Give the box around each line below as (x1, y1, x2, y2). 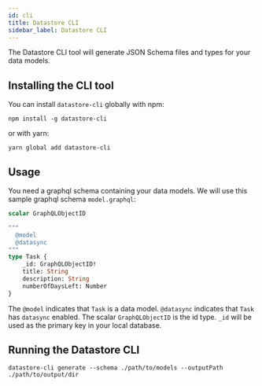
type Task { (8, 253, 47, 261)
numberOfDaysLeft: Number (22, 282, 108, 290)
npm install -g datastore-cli (8, 115, 108, 123)
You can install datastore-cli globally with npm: (8, 100, 164, 109)
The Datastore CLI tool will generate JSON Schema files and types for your (8, 48, 251, 57)
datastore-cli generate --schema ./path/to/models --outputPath (8, 364, 223, 372)
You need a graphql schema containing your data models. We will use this (8, 186, 248, 195)
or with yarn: (8, 129, 50, 138)
